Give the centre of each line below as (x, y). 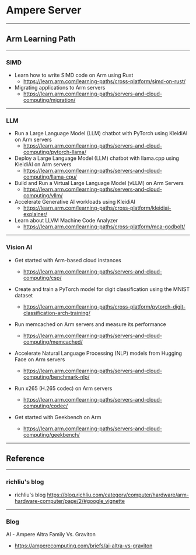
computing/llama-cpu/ (50, 177)
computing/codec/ (45, 406)
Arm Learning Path (41, 39)
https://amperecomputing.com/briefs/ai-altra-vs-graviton (83, 546)
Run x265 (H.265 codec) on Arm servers (63, 388)
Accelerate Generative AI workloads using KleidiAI (75, 202)
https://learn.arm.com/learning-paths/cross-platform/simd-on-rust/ (104, 81)
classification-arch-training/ (57, 313)
